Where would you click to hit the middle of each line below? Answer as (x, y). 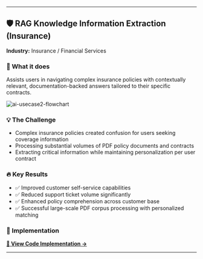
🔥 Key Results (27, 174)
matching (27, 215)
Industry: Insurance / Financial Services (56, 51)
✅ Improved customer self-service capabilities (73, 188)
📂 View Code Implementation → (47, 244)
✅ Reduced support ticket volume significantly (73, 194)
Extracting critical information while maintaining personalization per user (105, 152)
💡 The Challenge (31, 120)
